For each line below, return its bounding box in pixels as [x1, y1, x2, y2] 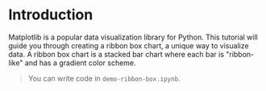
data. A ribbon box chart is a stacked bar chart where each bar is [8, 49, 224, 59]
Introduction [8, 6, 94, 24]
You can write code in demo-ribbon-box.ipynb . [27, 73, 181, 83]
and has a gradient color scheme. [24, 58, 136, 68]
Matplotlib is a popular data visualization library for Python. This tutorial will [8, 32, 258, 42]
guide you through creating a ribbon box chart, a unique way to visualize [8, 40, 249, 50]
